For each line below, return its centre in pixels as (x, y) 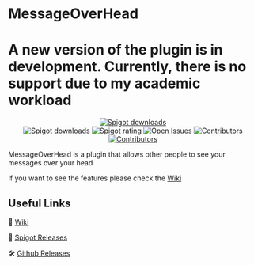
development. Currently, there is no (127, 67)
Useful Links (40, 203)
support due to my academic (104, 83)
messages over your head (51, 163)
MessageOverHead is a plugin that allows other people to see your (117, 154)
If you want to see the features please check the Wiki (95, 178)
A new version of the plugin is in (116, 50)
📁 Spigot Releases (38, 237)
